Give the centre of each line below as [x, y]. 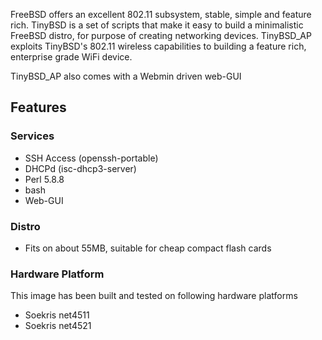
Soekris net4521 [58, 326]
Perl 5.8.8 [44, 179]
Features [38, 107]
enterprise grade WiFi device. [71, 57]
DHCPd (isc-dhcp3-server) [80, 168]
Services [32, 136]
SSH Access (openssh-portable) [91, 158]
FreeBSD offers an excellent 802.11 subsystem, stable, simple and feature [161, 14]
